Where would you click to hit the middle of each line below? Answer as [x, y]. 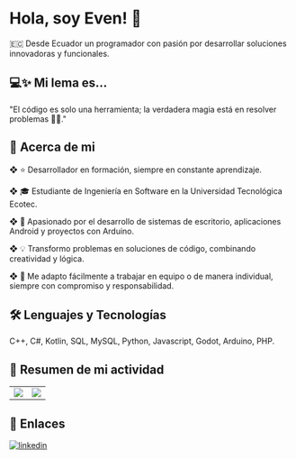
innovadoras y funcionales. [59, 53]
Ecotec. [23, 204]
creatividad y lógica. [47, 258]
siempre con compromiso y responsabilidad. [92, 285]
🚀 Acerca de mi [53, 147]
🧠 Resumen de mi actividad [87, 369]
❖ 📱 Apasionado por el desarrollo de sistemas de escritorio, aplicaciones [145, 221]
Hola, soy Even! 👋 [76, 18]
